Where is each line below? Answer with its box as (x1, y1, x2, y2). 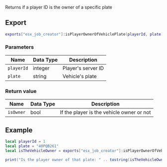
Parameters (5, 43, 34, 50)
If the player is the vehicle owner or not (60, 109, 151, 116)
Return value (5, 87, 37, 94)
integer (33, 65, 50, 72)
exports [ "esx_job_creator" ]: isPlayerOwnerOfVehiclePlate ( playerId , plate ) (5, 32, 164, 37)
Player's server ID (62, 65, 104, 72)
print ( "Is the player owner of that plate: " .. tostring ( (5, 157, 130, 162)
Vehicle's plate (62, 73, 97, 80)
